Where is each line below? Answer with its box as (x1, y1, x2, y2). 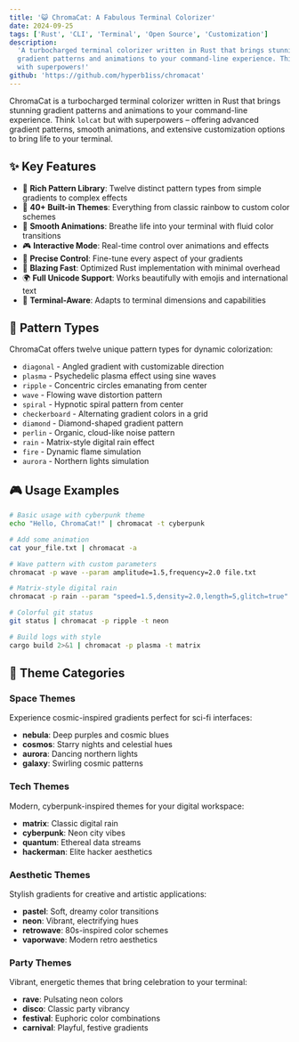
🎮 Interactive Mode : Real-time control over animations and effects (21, 240, 270, 250)
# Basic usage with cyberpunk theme (9, 511, 145, 520)
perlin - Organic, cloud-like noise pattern (21, 427, 175, 438)
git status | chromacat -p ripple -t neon (9, 616, 169, 626)
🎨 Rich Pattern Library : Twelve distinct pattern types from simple (21, 183, 262, 193)
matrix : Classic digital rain (21, 818, 118, 828)
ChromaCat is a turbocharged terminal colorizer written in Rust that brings (9, 95, 281, 106)
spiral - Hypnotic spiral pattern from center (21, 399, 184, 410)
